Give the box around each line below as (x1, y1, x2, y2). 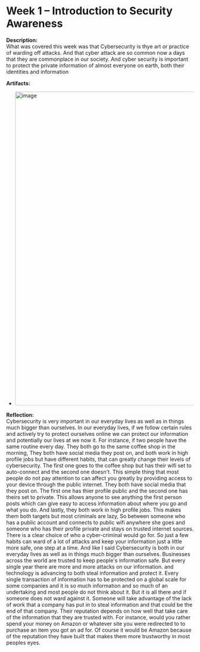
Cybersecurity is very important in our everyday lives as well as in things (6, 417, 185, 425)
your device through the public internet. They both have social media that (6, 481, 186, 488)
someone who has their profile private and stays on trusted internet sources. (6, 525, 194, 532)
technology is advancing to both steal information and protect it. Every (6, 569, 179, 576)
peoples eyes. (6, 639, 40, 646)
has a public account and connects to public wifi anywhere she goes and (6, 519, 186, 526)
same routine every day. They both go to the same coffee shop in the (6, 442, 176, 450)
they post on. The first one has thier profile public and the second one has (6, 487, 188, 494)
